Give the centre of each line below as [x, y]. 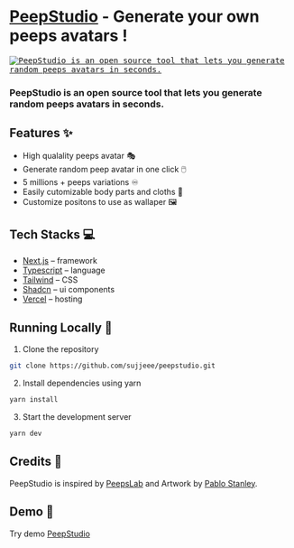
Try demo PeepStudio [50, 534]
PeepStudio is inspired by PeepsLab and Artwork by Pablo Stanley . [133, 483]
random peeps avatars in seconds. [87, 104]
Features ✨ [41, 133]
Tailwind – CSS [50, 280]
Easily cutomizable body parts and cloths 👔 [102, 191]
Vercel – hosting [52, 299]
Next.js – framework [60, 261]
